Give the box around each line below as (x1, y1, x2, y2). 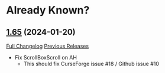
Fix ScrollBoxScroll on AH (14, 54, 77, 61)
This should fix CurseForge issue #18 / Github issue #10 (23, 60, 160, 67)
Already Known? (6, 4, 90, 17)
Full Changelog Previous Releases (6, 42, 89, 49)
